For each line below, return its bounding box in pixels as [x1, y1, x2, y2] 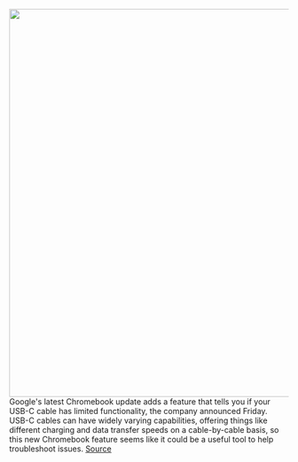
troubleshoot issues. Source [9, 443, 113, 454]
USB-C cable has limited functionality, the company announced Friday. [9, 406, 268, 416]
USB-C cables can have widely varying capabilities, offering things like [9, 415, 268, 426]
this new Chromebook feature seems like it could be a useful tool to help [9, 435, 274, 444]
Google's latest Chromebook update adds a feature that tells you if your [9, 396, 271, 407]
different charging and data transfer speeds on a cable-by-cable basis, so [9, 425, 279, 435]
